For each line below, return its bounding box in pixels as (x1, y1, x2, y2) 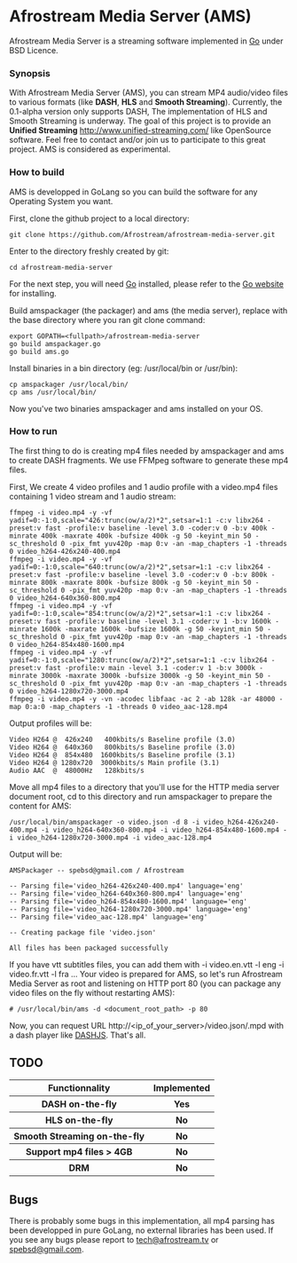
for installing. (9, 288, 57, 298)
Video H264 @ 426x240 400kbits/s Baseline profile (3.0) (9, 735, 237, 744)
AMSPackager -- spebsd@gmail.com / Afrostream (9, 865, 184, 875)
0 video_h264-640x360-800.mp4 (9, 593, 121, 603)
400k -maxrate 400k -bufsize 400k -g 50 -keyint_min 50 (41, 531, 252, 541)
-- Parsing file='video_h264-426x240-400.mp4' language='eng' (9, 881, 244, 890)
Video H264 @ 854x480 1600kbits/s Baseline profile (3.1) (9, 750, 237, 760)
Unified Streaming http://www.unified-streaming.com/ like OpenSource (9, 125, 272, 136)
